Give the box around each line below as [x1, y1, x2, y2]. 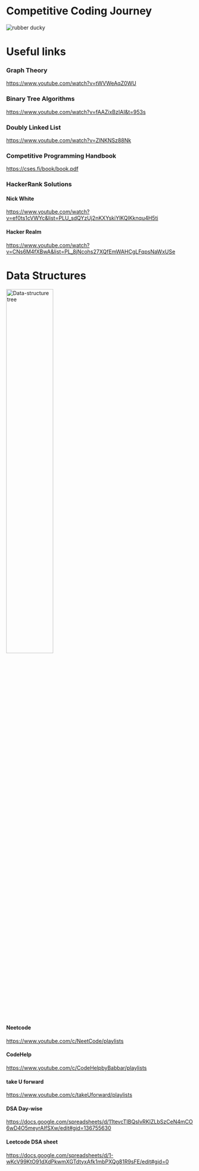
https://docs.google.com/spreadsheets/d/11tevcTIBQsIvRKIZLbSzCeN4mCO [6, 1118, 193, 1126]
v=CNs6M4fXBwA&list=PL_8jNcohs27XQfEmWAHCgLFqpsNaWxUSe [6, 248, 176, 255]
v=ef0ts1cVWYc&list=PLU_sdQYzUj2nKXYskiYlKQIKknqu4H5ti [6, 214, 158, 222]
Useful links [6, 45, 67, 59]
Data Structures [6, 269, 86, 282]
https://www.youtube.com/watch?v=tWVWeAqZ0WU [6, 79, 137, 87]
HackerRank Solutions [6, 180, 73, 189]
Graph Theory [6, 66, 48, 75]
